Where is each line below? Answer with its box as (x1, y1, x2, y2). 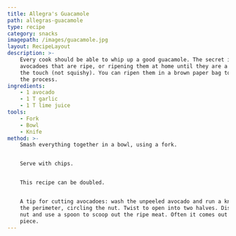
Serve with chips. (20, 160, 74, 168)
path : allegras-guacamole (7, 17, 83, 24)
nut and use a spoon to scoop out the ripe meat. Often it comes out (20, 211, 228, 218)
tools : (7, 108, 27, 116)
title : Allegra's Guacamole (7, 10, 90, 18)
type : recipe (7, 23, 46, 30)
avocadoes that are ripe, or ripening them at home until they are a (20, 63, 228, 70)
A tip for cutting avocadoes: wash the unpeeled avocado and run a (20, 198, 221, 205)
